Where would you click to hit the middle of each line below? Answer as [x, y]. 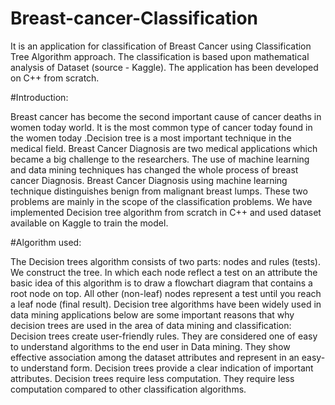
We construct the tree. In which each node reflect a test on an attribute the [164, 272]
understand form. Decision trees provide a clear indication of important [167, 368]
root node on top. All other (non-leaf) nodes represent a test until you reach [166, 293]
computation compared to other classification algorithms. [128, 389]
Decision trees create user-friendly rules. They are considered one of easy [164, 336]
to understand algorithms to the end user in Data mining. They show [150, 346]
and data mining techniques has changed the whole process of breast [154, 169]
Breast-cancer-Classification [134, 18]
